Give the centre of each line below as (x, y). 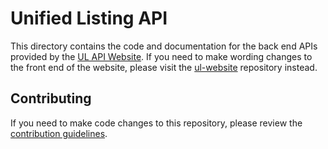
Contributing (51, 98)
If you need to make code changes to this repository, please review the (156, 123)
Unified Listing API (89, 18)
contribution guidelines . (59, 133)
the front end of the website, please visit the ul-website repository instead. (164, 67)
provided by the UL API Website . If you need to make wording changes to (161, 56)
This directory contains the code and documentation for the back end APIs (164, 46)
